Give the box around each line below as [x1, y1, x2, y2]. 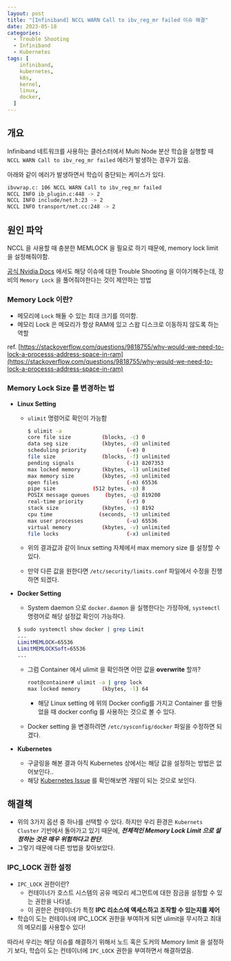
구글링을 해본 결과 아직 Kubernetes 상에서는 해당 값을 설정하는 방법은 [27, 759, 215, 767]
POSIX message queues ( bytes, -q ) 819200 [27, 492, 161, 499]
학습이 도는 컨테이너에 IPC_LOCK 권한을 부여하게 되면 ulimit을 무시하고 [17, 914, 209, 922]
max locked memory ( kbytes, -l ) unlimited [27, 466, 170, 473]
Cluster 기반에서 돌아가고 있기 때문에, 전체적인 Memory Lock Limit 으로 [17, 826, 214, 835]
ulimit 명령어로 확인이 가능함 [27, 414, 108, 422]
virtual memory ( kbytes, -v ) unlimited [27, 524, 170, 531]
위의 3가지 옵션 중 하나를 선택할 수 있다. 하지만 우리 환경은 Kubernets [17, 818, 203, 826]
